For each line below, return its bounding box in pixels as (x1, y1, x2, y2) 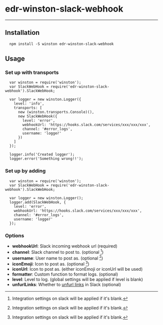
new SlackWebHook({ (17, 114, 57, 119)
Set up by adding (5, 168, 46, 174)
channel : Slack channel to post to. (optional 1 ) (12, 248, 104, 255)
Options (5, 232, 24, 239)
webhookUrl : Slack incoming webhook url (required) (12, 243, 118, 249)
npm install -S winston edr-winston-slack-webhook (9, 41, 114, 46)
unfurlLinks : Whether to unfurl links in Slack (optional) (12, 282, 121, 287)
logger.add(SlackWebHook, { (9, 200, 66, 204)
